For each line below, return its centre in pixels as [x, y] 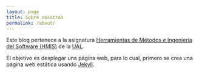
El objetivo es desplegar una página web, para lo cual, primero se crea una [99, 58]
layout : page [23, 12]
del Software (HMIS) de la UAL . [45, 46]
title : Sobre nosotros [35, 17]
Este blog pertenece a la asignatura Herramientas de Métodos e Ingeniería [99, 40]
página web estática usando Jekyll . [50, 64]
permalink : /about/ [31, 23]
